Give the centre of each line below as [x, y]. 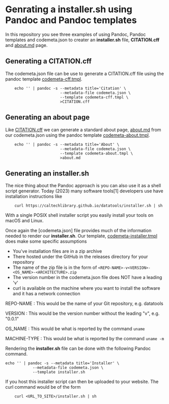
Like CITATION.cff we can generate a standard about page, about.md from [83, 130]
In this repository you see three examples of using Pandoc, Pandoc [76, 34]
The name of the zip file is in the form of [55, 268]
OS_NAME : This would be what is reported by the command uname [75, 329]
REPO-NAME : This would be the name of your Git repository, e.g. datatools [84, 304]
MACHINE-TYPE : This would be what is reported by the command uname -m [85, 339]
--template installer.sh [59, 372]
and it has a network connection [46, 294]
